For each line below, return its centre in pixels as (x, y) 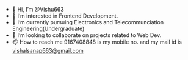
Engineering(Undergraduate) (48, 28)
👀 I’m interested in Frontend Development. (65, 16)
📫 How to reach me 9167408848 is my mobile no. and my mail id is (97, 42)
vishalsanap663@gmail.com (48, 51)
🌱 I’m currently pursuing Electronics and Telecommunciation (88, 22)
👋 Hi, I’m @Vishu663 (38, 9)
